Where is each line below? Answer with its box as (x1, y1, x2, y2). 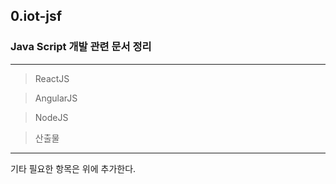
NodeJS (34, 111, 69, 123)
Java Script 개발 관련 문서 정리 (10, 40, 152, 54)
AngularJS (34, 92, 78, 104)
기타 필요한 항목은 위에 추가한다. (10, 162, 137, 174)
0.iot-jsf (10, 8, 63, 25)
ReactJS (34, 72, 70, 84)
